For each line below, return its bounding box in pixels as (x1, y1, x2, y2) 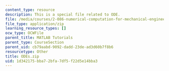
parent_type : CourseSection (5, 40, 64, 45)
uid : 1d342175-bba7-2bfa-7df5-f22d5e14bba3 (5, 58, 98, 63)
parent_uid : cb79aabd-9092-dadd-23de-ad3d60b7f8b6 (5, 44, 114, 49)
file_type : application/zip (5, 21, 64, 26)
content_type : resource (5, 7, 55, 12)
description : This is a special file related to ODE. (5, 12, 121, 17)
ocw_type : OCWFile (5, 30, 44, 35)
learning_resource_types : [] (5, 26, 66, 31)
